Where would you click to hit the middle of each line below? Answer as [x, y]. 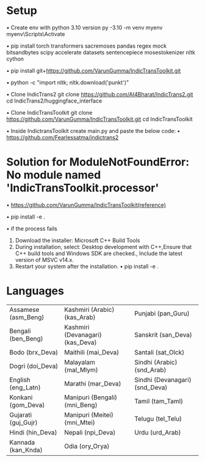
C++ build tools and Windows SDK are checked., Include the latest [99, 253]
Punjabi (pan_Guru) [162, 313]
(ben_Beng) [26, 338]
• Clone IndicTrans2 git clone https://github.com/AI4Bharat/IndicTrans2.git [100, 94]
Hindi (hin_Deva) [33, 432]
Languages [35, 291]
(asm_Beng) [27, 317]
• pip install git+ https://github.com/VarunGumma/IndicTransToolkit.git [94, 70]
